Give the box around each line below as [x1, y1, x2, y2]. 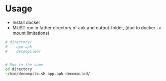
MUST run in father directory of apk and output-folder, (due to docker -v [12, 24, 161, 30]
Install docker [12, 19, 41, 25]
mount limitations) [12, 30, 50, 36]
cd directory [5, 67, 32, 72]
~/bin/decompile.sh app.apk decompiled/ [5, 72, 91, 77]
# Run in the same [5, 62, 43, 67]
